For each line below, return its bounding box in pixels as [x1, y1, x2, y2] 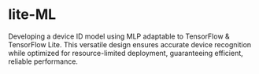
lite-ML [8, 6, 57, 24]
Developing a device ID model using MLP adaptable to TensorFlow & [8, 31, 230, 41]
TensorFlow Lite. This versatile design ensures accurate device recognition [8, 39, 252, 49]
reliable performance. [8, 57, 79, 66]
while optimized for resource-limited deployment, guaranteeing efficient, [8, 48, 244, 57]
